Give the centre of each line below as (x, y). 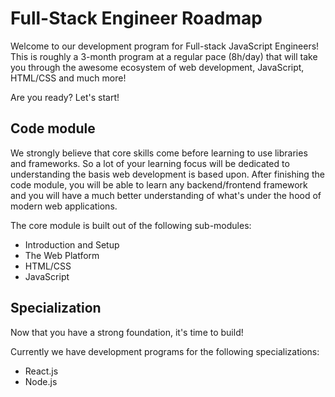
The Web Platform (62, 255)
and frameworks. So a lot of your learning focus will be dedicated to (150, 163)
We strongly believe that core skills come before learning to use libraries (159, 153)
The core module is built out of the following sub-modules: (131, 225)
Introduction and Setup (72, 244)
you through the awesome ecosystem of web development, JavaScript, (157, 67)
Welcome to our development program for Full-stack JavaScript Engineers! (165, 46)
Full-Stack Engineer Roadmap (136, 18)
